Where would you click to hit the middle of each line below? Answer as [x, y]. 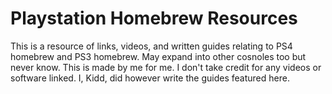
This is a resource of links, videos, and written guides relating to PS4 [151, 46]
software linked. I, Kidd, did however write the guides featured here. [150, 78]
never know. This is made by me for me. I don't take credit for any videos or [166, 67]
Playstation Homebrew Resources [154, 18]
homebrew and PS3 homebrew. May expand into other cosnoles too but [158, 56]
